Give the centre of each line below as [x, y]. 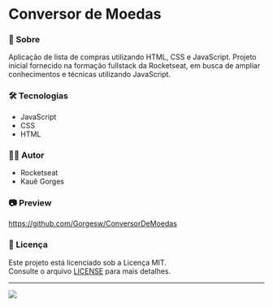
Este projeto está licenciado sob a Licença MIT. [87, 262]
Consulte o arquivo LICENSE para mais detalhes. [90, 271]
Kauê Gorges [42, 182]
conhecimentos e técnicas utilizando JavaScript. [90, 75]
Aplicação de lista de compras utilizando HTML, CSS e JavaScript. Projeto [132, 57]
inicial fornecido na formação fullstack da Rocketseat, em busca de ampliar [134, 66]
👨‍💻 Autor [26, 155]
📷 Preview [30, 203]
